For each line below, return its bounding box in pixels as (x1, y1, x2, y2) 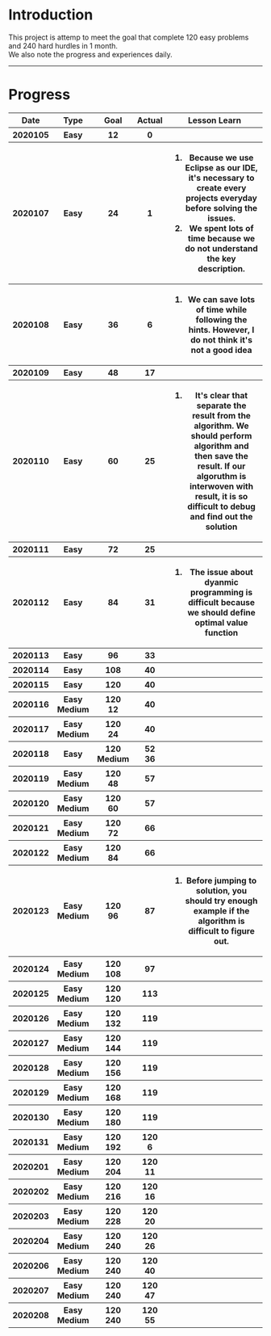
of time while (196, 304, 248, 315)
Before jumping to (186, 875, 256, 886)
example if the (193, 905, 250, 916)
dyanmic (204, 576, 240, 587)
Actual (136, 115, 163, 126)
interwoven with (189, 481, 254, 492)
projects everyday (185, 192, 258, 204)
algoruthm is (196, 470, 247, 481)
